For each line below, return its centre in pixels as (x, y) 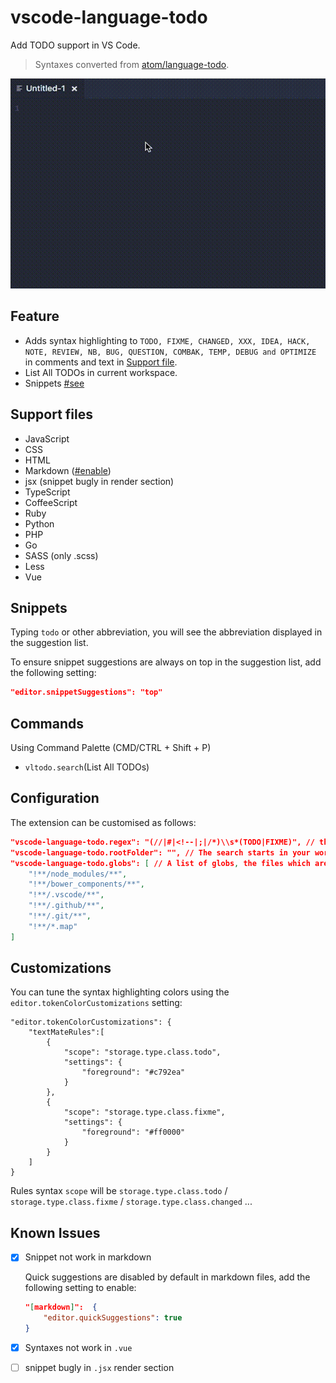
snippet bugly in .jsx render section (99, 1367)
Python (39, 523)
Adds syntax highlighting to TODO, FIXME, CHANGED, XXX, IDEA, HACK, (167, 340)
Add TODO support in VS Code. (75, 45)
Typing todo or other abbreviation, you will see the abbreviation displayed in (166, 632)
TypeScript (47, 492)
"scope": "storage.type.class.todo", (142, 1052)
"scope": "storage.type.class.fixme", (144, 1112)
